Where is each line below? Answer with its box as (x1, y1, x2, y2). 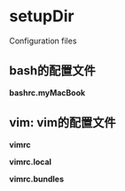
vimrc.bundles (9, 173, 65, 184)
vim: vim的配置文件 (9, 115, 116, 130)
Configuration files (9, 35, 77, 46)
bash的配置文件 (9, 64, 96, 79)
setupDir (9, 6, 74, 27)
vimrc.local (9, 157, 51, 167)
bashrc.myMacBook (9, 87, 86, 98)
